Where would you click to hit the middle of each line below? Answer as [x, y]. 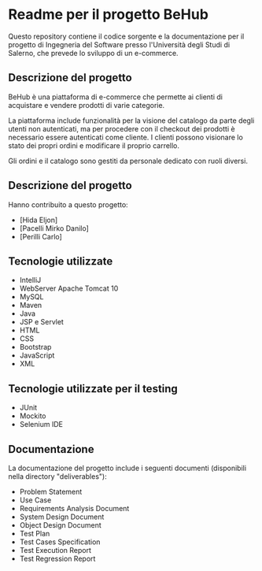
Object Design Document [61, 525]
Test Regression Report [57, 558]
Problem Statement [51, 491]
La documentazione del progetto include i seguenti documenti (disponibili [127, 468]
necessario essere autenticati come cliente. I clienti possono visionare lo [126, 137]
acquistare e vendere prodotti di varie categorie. [87, 105]
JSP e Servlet [42, 322]
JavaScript [37, 355]
